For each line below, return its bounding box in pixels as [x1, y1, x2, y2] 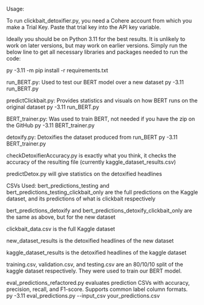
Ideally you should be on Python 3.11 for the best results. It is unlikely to [6, 35, 186, 42]
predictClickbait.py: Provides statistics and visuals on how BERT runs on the [6, 97, 198, 104]
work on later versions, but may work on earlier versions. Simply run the [6, 42, 188, 49]
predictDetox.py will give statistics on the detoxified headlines [6, 171, 162, 177]
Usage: [6, 6, 24, 12]
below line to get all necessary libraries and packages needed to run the [6, 48, 188, 56]
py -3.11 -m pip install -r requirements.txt [6, 67, 109, 74]
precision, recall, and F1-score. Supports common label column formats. [6, 285, 188, 293]
